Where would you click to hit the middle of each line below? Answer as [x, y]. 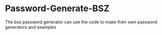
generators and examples [31, 27]
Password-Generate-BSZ [57, 9]
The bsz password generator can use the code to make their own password [81, 22]
